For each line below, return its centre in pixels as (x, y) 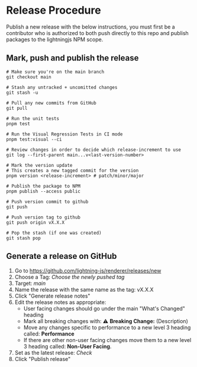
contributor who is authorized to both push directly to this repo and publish (98, 33)
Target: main (30, 283)
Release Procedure (54, 10)
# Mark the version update (39, 165)
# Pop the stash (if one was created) (54, 233)
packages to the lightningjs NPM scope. (55, 39)
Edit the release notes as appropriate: (60, 302)
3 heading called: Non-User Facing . (67, 346)
